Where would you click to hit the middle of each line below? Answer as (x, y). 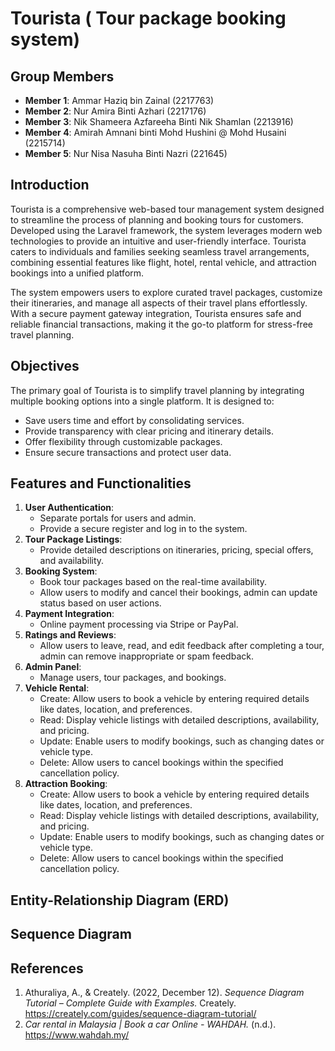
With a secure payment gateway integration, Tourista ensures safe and (156, 313)
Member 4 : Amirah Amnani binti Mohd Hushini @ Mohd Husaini (155, 132)
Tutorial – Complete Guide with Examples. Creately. (130, 1003)
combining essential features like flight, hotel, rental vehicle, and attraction (163, 262)
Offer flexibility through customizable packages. (123, 441)
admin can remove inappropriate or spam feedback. (146, 656)
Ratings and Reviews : (70, 635)
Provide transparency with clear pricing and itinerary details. (149, 431)
